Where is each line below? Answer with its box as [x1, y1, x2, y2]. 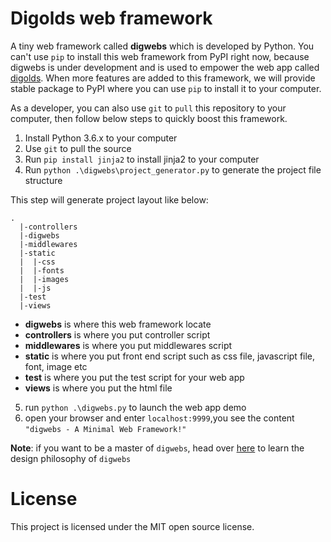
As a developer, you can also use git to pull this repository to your [10, 102, 287, 114]
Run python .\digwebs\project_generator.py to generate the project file [24, 163, 322, 176]
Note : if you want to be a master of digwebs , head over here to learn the [10, 442, 305, 454]
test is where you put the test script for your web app [24, 371, 245, 383]
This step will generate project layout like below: [10, 193, 209, 206]
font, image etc [24, 360, 88, 372]
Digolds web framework [10, 7, 213, 30]
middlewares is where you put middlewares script [24, 339, 233, 351]
